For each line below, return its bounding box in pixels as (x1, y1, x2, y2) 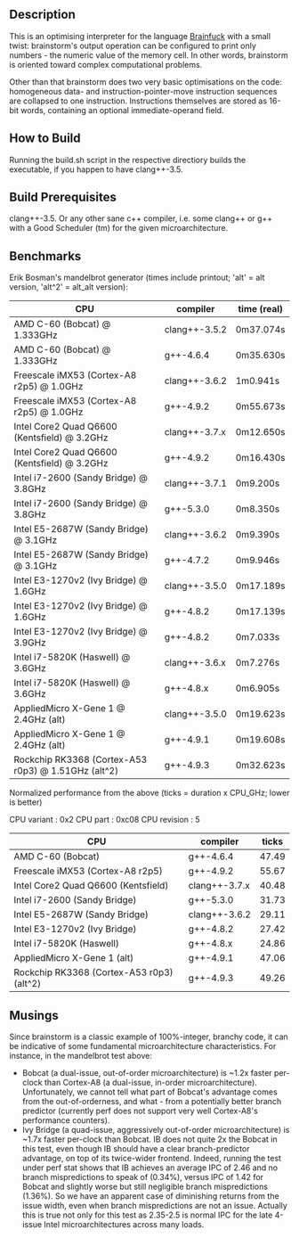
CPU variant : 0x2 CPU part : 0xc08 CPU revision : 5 (9, 815, 200, 825)
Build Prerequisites (9, 190, 117, 205)
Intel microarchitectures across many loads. (44, 1219, 205, 1230)
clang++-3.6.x (164, 657, 227, 669)
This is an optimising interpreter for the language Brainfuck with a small (9, 30, 271, 41)
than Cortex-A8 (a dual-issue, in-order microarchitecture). (44, 1078, 258, 1088)
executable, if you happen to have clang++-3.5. (9, 164, 184, 175)
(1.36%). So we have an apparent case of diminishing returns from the (21, 1191, 279, 1201)
